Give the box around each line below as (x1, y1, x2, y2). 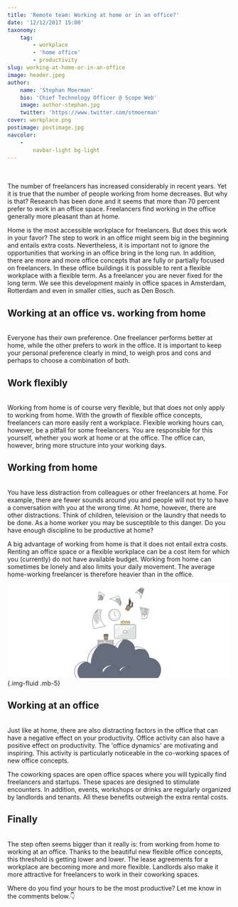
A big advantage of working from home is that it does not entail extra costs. (7, 539, 229, 548)
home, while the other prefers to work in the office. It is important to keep (7, 341, 222, 350)
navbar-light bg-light (33, 147, 100, 154)
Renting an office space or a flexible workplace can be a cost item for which (7, 547, 230, 556)
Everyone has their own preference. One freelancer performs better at (7, 334, 213, 342)
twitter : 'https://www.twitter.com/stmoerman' (20, 109, 161, 117)
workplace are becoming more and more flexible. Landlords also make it (7, 862, 219, 871)
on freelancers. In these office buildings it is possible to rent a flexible (7, 264, 211, 272)
